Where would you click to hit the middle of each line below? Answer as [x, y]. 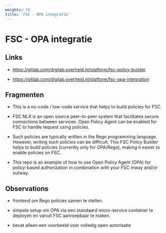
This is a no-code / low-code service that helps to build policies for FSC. [87, 107]
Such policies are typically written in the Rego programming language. [85, 137]
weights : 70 [17, 10]
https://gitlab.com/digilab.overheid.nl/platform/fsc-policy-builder [79, 69]
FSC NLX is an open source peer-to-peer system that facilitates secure [85, 116]
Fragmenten [24, 95]
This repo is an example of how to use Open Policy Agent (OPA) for [81, 162]
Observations [27, 188]
